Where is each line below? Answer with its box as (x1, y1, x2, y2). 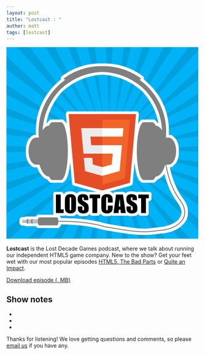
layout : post (6, 10, 40, 16)
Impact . (6, 264, 26, 272)
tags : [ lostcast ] (6, 29, 51, 36)
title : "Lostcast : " (6, 16, 62, 23)
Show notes (6, 294, 53, 305)
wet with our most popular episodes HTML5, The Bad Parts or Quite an (6, 258, 185, 265)
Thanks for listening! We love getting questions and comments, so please (6, 335, 192, 343)
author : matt (6, 23, 40, 29)
